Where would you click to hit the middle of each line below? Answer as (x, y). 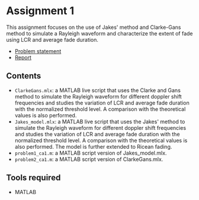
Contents (24, 76)
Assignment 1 (40, 11)
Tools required (33, 178)
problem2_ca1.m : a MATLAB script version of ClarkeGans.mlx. (89, 159)
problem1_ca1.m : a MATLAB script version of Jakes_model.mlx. (91, 153)
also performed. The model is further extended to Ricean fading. (93, 146)
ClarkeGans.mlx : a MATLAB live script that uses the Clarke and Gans (97, 90)
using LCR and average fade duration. (52, 40)
